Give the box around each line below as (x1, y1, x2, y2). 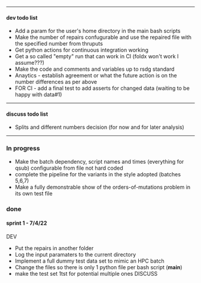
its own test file (14, 189, 53, 197)
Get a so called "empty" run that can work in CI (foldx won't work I (14, 53, 179, 60)
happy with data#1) (14, 91, 62, 98)
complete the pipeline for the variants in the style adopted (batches (14, 170, 181, 177)
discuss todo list (6, 110, 48, 118)
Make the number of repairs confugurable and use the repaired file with (14, 34, 191, 41)
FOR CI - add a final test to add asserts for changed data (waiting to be (14, 85, 190, 92)
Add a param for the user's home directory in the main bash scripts (14, 28, 181, 35)
